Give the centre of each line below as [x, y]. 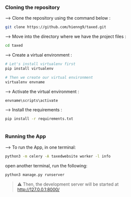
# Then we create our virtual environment [49, 77]
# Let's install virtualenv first [40, 64]
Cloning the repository [32, 7]
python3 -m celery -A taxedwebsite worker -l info [58, 156]
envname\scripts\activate [31, 100]
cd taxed [14, 46]
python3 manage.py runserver [35, 175]
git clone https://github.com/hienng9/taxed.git [56, 27]
